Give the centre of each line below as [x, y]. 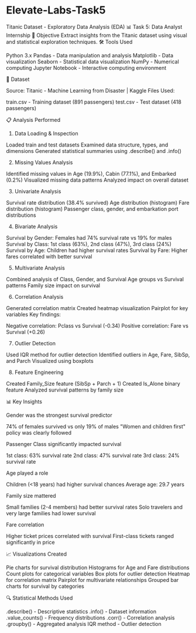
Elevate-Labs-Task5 [56, 10]
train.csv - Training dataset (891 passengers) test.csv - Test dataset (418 [94, 102]
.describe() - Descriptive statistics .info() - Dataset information [81, 611]
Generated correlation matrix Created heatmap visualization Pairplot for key [97, 308]
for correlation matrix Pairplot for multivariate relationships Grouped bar [92, 580]
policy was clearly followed [39, 433]
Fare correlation [25, 525]
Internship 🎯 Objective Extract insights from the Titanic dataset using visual [97, 35]
